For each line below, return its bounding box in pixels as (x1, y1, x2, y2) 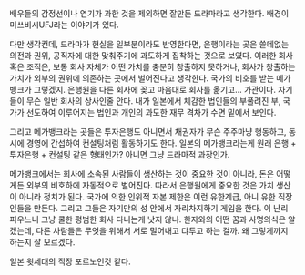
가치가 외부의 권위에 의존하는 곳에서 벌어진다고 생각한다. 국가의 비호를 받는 (9, 73, 275, 84)
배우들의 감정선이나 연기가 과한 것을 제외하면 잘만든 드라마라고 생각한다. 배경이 (9, 8, 290, 18)
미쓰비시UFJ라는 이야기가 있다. (9, 19, 120, 30)
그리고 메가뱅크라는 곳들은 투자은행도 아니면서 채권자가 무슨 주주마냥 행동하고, (9, 127, 287, 137)
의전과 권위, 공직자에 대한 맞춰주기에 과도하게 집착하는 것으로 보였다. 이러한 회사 (9, 50, 294, 61)
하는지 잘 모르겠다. (9, 237, 76, 248)
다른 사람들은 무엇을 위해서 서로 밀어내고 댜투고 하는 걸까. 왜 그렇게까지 (36, 226, 289, 236)
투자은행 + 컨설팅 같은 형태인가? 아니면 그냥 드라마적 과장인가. (9, 149, 230, 159)
